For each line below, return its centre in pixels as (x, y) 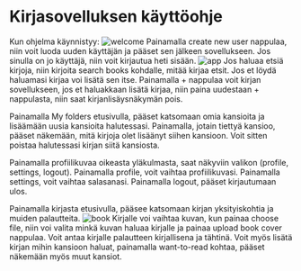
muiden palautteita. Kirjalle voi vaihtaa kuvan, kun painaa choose (144, 218)
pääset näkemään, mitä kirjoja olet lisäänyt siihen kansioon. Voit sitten (138, 135)
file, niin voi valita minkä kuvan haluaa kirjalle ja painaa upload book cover (146, 228)
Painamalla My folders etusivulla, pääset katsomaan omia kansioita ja (137, 116)
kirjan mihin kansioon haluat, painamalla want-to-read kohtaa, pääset (137, 247)
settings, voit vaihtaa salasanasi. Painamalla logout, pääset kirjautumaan (143, 181)
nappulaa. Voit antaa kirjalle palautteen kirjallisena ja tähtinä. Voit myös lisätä (151, 237)
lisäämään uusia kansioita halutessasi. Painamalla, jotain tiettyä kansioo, (142, 126)
